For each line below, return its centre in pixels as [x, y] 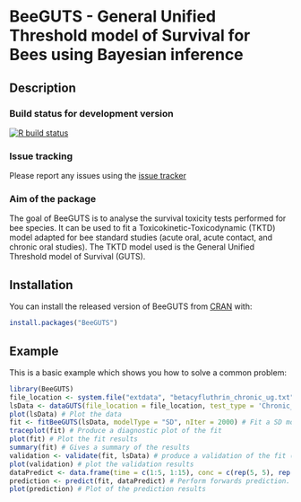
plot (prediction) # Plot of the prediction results [107, 489]
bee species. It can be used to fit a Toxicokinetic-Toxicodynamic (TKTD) [142, 228]
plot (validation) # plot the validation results [102, 464]
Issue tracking [41, 156]
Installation [41, 285]
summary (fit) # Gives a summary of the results [100, 448]
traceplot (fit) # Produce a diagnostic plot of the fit [116, 431]
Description [43, 88]
